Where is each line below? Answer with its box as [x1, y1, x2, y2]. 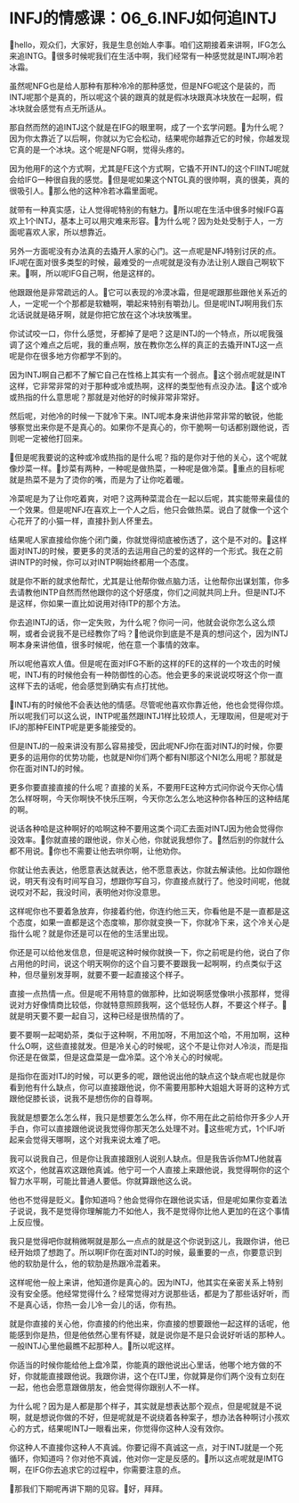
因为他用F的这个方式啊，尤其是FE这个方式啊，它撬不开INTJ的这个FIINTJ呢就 [9, 162, 290, 174]
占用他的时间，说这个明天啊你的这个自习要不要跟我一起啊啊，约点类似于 [9, 958, 274, 969]
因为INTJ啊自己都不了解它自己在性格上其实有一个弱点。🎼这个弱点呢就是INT [9, 369, 287, 380]
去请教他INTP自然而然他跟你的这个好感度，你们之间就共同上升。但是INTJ [9, 586, 279, 598]
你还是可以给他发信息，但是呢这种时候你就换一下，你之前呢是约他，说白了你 [9, 946, 290, 957]
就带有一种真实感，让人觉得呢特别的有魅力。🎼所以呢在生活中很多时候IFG [9, 204, 277, 215]
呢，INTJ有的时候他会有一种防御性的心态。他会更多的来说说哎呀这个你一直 [9, 669, 284, 680]
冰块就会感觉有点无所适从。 [9, 103, 111, 113]
